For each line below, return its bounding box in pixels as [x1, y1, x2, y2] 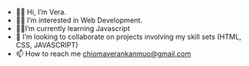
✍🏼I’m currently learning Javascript [15, 24, 130, 33]
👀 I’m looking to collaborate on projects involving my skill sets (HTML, [15, 32, 242, 41]
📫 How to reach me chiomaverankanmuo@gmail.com [15, 49, 191, 58]
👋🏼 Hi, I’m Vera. [15, 8, 67, 16]
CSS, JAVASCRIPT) [15, 40, 79, 50]
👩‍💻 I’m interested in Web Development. [15, 16, 143, 25]
